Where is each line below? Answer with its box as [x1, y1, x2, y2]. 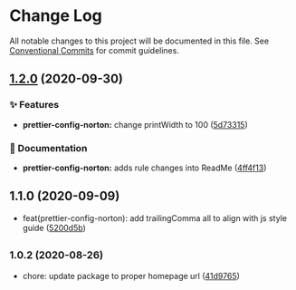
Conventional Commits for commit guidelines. [9, 44, 179, 55]
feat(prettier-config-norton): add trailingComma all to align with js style [22, 212, 288, 223]
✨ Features [9, 99, 60, 111]
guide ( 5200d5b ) [22, 222, 86, 233]
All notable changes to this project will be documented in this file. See [9, 35, 270, 46]
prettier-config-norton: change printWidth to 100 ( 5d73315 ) [22, 119, 249, 130]
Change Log [9, 5, 102, 26]
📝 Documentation [9, 141, 88, 154]
